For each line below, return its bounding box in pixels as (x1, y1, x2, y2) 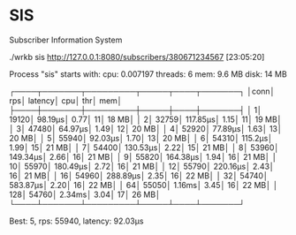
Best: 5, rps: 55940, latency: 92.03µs (9, 216, 144, 226)
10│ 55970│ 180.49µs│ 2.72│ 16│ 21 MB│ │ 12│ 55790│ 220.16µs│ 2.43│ (9, 161, 275, 171)
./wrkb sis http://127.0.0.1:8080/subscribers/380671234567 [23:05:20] (9, 51, 265, 62)
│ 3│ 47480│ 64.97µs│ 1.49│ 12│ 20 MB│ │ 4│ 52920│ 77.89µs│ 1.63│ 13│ (9, 123, 283, 133)
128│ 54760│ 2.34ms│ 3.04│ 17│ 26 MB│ (9, 189, 161, 200)
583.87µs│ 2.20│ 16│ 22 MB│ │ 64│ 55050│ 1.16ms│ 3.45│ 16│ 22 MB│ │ (9, 179, 278, 190)
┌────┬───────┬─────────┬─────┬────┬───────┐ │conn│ (9, 86, 276, 96)
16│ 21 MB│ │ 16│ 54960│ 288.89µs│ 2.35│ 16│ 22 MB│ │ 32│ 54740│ (9, 170, 269, 181)
